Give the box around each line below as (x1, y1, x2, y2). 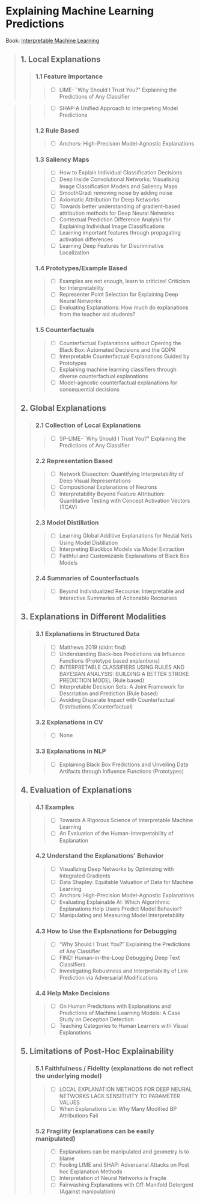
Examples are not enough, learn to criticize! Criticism (59, 278, 190, 285)
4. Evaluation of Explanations (20, 785, 132, 795)
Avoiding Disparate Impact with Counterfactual (59, 696, 175, 703)
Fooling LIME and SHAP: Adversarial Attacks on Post (59, 1161, 190, 1169)
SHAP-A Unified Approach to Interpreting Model (59, 104, 178, 112)
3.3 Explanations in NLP (35, 747, 106, 755)
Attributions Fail (59, 1111, 98, 1119)
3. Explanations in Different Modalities (20, 612, 166, 622)
